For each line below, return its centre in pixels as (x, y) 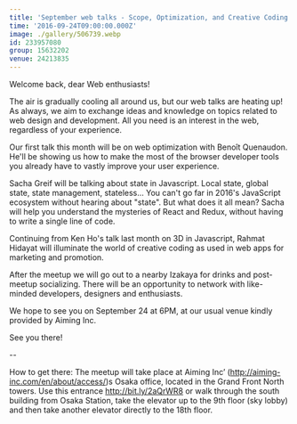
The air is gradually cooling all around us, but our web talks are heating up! (146, 102)
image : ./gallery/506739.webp (65, 34)
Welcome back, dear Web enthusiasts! (80, 84)
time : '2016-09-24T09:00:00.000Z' (73, 26)
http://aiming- (255, 372)
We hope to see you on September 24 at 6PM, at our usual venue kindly (141, 311)
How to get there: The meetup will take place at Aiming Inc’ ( (120, 372)
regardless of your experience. (66, 130)
